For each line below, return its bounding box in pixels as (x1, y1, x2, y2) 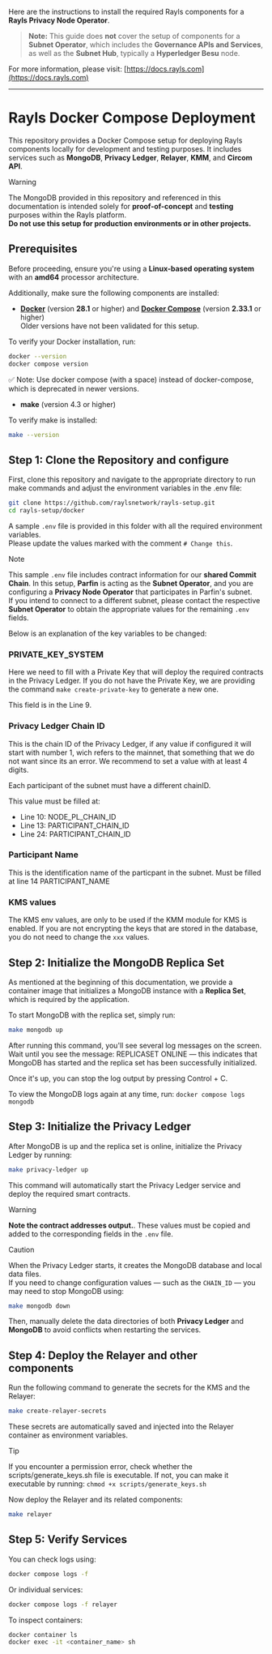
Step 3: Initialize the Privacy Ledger (8, 1120, 192, 1133)
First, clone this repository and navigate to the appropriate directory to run (8, 474, 257, 485)
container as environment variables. (8, 1430, 128, 1440)
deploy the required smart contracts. (8, 1189, 131, 1198)
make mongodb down (8, 1301, 70, 1310)
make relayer (8, 1510, 53, 1519)
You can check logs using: (8, 1554, 96, 1564)
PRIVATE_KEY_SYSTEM (8, 649, 104, 660)
